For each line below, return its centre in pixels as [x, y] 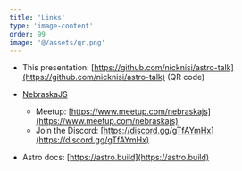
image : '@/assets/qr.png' [57, 42]
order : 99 [28, 34]
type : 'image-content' [51, 26]
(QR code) [186, 77]
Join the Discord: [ [70, 131]
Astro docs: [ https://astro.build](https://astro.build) [116, 158]
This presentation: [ [58, 68]
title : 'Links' [38, 17]
